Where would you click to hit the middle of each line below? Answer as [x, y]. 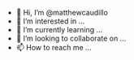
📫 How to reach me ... [54, 47]
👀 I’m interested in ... [50, 21]
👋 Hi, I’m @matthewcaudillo [62, 13]
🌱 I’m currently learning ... [59, 30]
